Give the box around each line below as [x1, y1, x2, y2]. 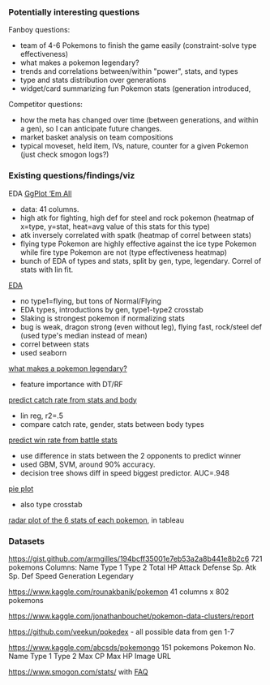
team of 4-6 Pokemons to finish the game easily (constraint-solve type [19, 41, 257, 50]
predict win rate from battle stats [8, 435, 118, 445]
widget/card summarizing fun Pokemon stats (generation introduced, [19, 84, 251, 93]
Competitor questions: [8, 100, 84, 110]
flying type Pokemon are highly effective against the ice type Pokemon [19, 239, 257, 248]
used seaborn [19, 347, 67, 357]
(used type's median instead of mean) [19, 330, 148, 340]
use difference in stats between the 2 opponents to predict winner [19, 450, 242, 460]
